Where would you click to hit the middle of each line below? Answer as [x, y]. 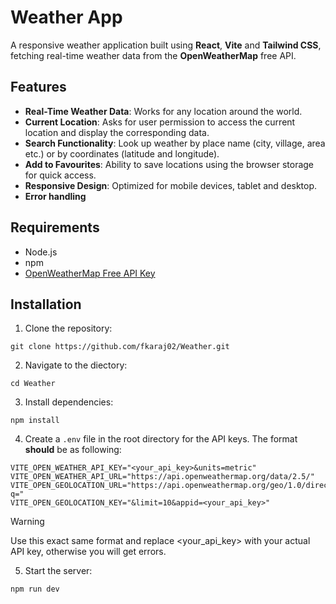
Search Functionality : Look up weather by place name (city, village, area [175, 143]
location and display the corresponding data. [117, 132]
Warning [27, 522]
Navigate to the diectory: [76, 365]
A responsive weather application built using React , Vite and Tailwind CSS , [166, 45]
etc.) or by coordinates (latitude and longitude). [122, 153]
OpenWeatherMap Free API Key [90, 273]
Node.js [41, 252]
